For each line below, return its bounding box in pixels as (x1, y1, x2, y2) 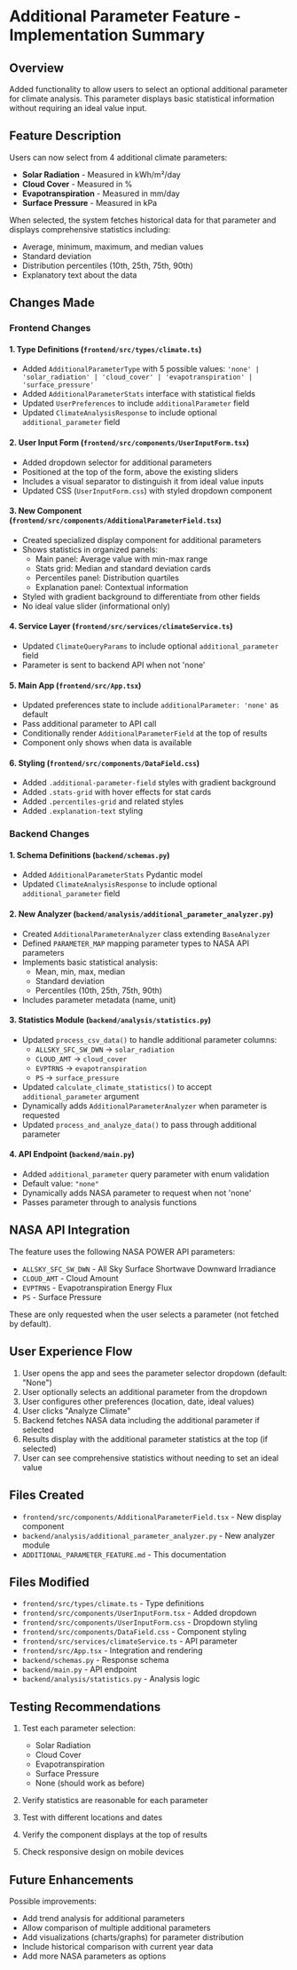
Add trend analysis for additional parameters (21, 1912, 185, 1923)
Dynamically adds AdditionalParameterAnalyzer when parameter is (21, 1100, 268, 1111)
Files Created (9, 1488, 84, 1503)
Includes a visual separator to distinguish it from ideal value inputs (21, 476, 264, 486)
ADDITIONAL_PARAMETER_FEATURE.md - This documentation (21, 1548, 227, 1559)
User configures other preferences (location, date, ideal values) (21, 1396, 254, 1407)
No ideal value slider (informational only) (21, 601, 171, 611)
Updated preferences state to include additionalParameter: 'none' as (21, 699, 279, 711)
